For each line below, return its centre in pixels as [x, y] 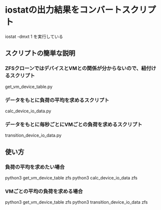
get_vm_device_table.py [29, 87]
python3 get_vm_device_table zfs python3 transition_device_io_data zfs [76, 202]
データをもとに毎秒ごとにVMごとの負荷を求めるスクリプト [74, 124]
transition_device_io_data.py [33, 135]
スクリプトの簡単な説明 [40, 53]
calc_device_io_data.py [28, 111]
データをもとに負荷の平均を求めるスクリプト [57, 100]
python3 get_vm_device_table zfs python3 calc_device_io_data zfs [71, 177]
